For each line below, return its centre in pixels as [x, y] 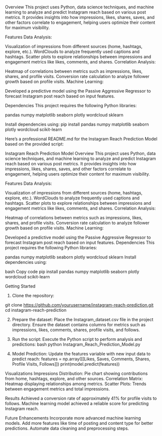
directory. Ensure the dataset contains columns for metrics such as [79, 325]
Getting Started [20, 286]
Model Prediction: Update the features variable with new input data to [81, 354]
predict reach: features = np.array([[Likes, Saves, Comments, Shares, [81, 359]
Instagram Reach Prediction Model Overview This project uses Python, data [81, 153]
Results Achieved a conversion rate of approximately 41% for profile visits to [81, 398]
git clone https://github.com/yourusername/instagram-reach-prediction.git [79, 305]
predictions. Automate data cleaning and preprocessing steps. [67, 428]
